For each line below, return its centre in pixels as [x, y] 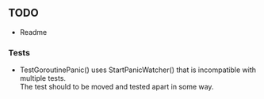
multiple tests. [42, 78]
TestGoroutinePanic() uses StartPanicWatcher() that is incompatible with [138, 70]
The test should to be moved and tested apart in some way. [117, 87]
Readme [33, 32]
